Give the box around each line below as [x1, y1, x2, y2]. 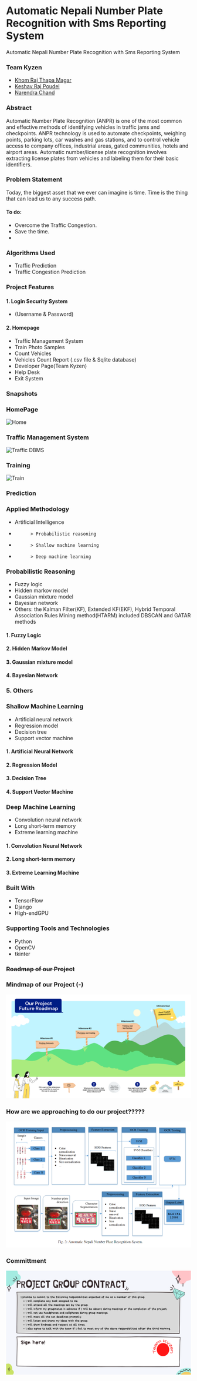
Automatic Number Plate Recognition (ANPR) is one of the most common [6, 117, 182, 124]
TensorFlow [14, 897, 43, 904]
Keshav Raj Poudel [14, 83, 60, 90]
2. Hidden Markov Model [6, 645, 67, 652]
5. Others [6, 687, 33, 695]
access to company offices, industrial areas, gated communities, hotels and [6, 142, 189, 149]
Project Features [6, 283, 55, 292]
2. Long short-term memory [6, 855, 76, 862]
